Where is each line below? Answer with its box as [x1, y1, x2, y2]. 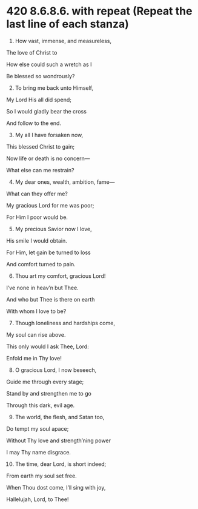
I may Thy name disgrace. [6, 448, 71, 456]
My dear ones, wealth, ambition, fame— [15, 178, 115, 186]
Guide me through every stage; [6, 378, 84, 385]
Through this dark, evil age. [6, 402, 75, 409]
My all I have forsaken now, [15, 131, 84, 138]
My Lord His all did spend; [6, 96, 71, 103]
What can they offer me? [6, 190, 68, 197]
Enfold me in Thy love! [6, 354, 62, 362]
